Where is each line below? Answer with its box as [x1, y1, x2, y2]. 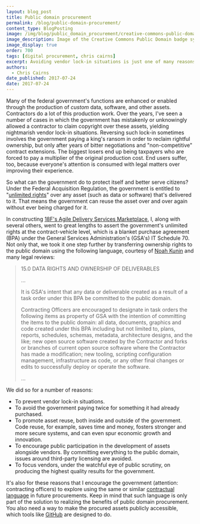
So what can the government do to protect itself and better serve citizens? [6, 178, 189, 186]
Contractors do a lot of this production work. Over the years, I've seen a [6, 110, 183, 117]
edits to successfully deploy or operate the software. [20, 363, 151, 370]
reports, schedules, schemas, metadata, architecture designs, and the [20, 332, 193, 338]
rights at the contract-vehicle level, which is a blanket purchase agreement [6, 228, 189, 235]
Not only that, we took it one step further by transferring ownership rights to [6, 241, 192, 248]
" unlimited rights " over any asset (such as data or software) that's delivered [6, 192, 192, 198]
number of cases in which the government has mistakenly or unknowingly [6, 116, 187, 123]
